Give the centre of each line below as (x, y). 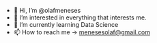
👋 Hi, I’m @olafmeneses (47, 10)
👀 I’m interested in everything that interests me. (80, 17)
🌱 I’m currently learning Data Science (66, 25)
